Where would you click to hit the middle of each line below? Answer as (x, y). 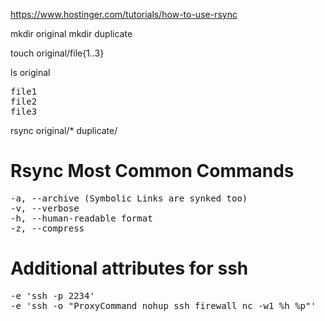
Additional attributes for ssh (129, 268)
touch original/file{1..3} (57, 53)
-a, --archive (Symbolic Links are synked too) (129, 198)
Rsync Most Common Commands (152, 171)
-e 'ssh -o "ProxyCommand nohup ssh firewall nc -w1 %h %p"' (163, 305)
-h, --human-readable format (81, 218)
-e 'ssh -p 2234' (52, 295)
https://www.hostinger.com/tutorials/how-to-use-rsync (124, 14)
